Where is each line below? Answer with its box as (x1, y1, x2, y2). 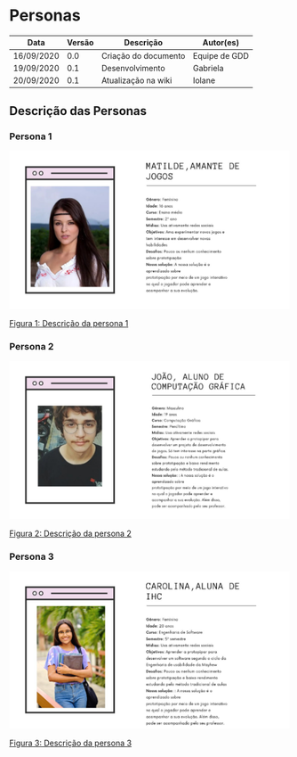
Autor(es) (202, 37, 240, 48)
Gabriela (192, 62, 224, 73)
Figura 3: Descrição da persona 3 (9, 737, 132, 749)
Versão (66, 37, 94, 48)
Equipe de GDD (192, 50, 249, 61)
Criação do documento (100, 50, 186, 61)
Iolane (192, 75, 216, 86)
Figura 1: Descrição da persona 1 (9, 317, 129, 328)
